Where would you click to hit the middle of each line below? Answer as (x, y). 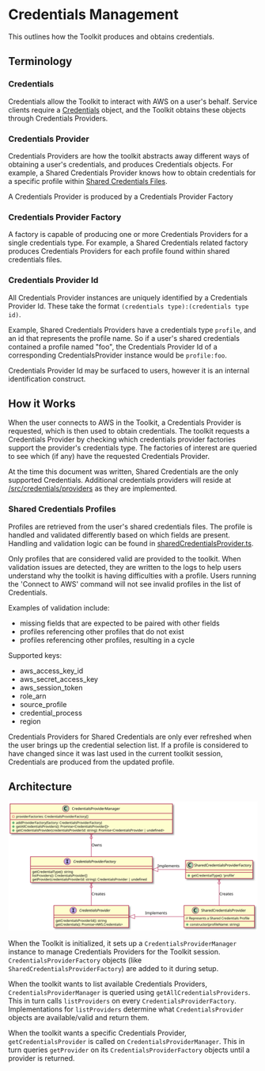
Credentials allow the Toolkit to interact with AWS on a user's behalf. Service (133, 101)
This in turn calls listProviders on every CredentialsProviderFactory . (123, 1001)
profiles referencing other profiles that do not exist (102, 631)
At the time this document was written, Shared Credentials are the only (123, 472)
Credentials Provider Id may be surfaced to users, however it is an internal (129, 370)
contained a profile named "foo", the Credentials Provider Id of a (113, 346)
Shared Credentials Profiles (62, 509)
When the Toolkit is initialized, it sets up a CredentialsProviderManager (123, 943)
